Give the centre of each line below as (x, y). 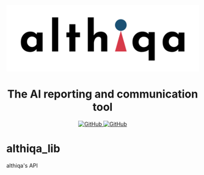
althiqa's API (22, 165)
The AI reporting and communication (103, 94)
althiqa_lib (33, 149)
